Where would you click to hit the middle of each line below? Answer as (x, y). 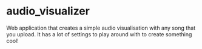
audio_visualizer (48, 11)
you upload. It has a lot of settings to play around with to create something (99, 34)
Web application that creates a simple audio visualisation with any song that (101, 28)
